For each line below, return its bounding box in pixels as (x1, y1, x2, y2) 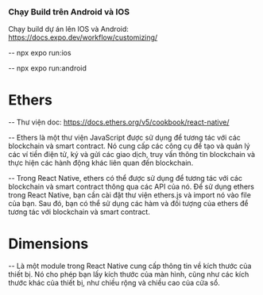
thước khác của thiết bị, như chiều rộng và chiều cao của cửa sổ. (8, 278, 220, 288)
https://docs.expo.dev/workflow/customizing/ (8, 33, 158, 42)
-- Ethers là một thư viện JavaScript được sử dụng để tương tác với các (8, 133, 241, 143)
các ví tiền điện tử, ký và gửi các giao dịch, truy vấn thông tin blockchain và (8, 150, 256, 159)
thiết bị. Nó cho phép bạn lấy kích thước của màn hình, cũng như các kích (8, 270, 249, 279)
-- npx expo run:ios (8, 48, 72, 58)
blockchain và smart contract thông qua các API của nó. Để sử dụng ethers (8, 182, 254, 192)
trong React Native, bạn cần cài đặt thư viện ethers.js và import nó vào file (8, 190, 252, 200)
